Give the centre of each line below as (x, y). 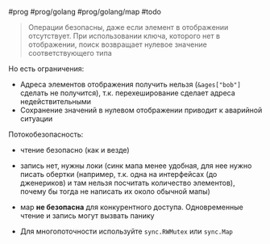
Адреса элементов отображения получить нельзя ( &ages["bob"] (131, 84)
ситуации (36, 119)
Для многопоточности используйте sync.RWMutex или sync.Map (127, 231)
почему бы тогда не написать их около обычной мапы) (115, 191)
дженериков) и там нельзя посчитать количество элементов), (127, 183)
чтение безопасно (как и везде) (75, 150)
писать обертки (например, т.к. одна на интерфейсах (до (118, 174)
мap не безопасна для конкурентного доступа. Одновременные (131, 207)
